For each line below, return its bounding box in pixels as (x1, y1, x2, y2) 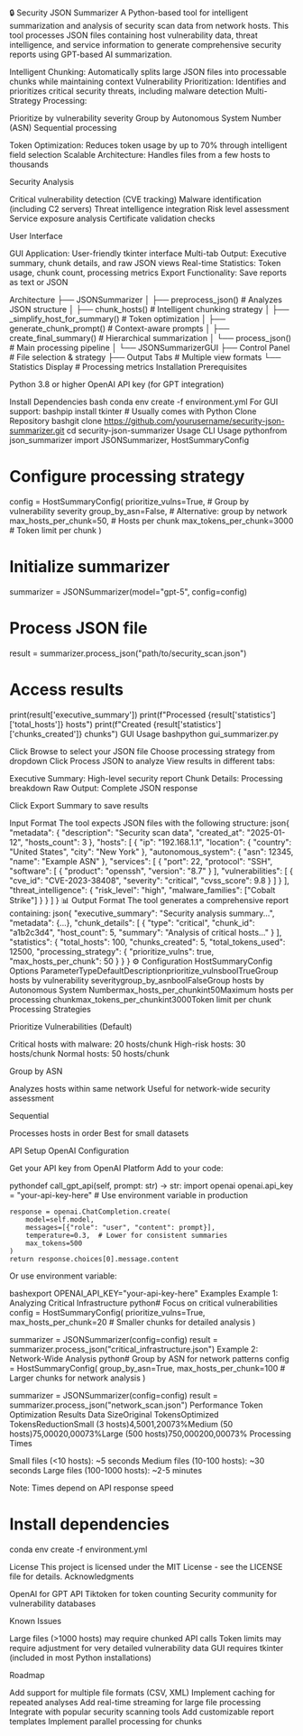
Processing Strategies (9, 1003, 92, 1014)
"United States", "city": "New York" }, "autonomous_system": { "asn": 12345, (9, 846, 294, 857)
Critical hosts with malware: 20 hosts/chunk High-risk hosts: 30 (9, 1039, 246, 1049)
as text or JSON (9, 277, 69, 287)
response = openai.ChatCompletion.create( (9, 1207, 171, 1216)
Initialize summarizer (9, 557, 170, 577)
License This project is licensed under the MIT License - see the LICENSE (9, 1561, 283, 1572)
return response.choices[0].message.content (9, 1254, 179, 1263)
